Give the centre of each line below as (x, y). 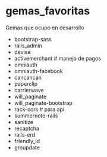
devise (22, 52)
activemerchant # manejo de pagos (58, 58)
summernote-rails (36, 116)
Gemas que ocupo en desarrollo (45, 28)
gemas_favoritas (48, 11)
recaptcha (27, 128)
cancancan (28, 77)
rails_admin (28, 46)
